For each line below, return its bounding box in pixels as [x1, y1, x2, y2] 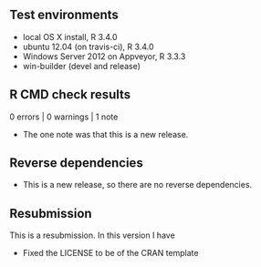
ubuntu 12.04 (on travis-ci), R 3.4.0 [22, 41, 154, 52]
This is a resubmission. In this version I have [9, 230, 175, 241]
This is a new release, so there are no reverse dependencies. [22, 180, 253, 190]
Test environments [9, 7, 119, 23]
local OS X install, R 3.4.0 [22, 31, 118, 42]
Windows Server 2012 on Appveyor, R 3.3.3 [22, 50, 186, 62]
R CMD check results [9, 87, 131, 103]
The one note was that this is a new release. [22, 128, 189, 139]
